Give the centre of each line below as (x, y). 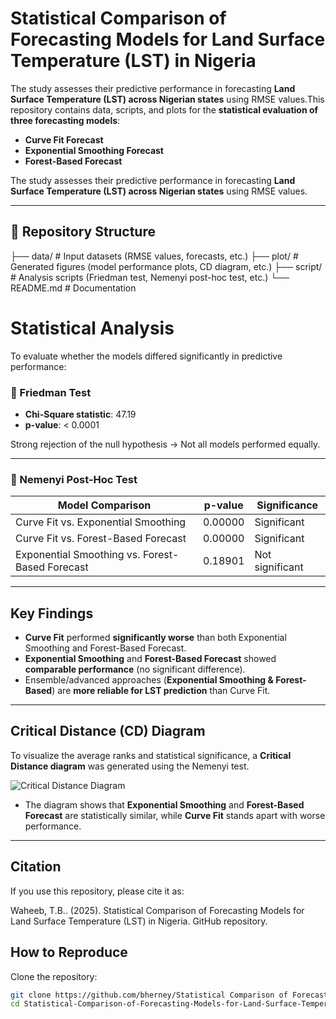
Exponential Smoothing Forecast (94, 150)
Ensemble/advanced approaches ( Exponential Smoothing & (149, 680)
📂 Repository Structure (83, 232)
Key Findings (52, 613)
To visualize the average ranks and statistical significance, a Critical (151, 755)
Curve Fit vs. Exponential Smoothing (101, 522)
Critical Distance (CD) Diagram (108, 731)
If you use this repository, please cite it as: (97, 891)
